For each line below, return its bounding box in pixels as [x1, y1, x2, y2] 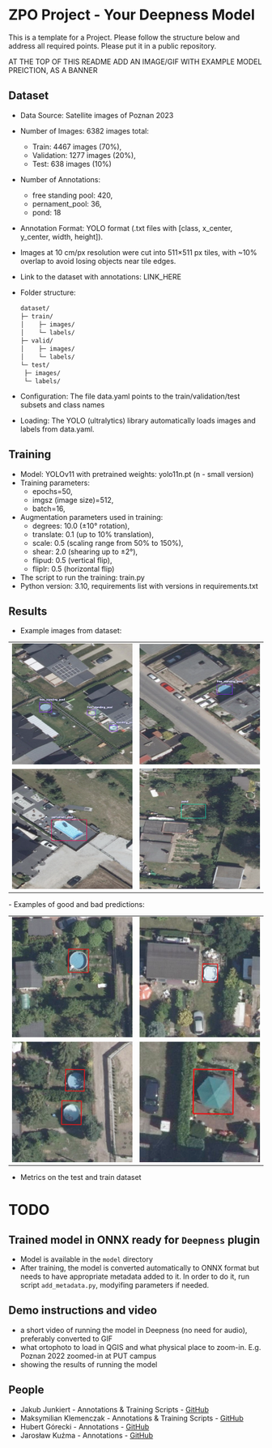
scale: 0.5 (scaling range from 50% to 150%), [32, 538, 184, 547]
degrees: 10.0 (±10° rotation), [32, 521, 130, 530]
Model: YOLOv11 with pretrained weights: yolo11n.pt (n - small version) [19, 469, 254, 479]
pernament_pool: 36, [32, 198, 102, 208]
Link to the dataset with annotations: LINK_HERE [19, 271, 182, 281]
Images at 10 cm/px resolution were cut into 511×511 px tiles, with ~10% [19, 247, 257, 257]
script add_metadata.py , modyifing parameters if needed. [19, 1280, 210, 1290]
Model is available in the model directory [19, 1254, 154, 1264]
